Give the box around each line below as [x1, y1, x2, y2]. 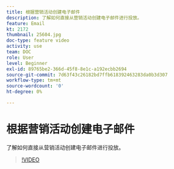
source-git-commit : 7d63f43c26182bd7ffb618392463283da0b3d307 [6, 72, 168, 78]
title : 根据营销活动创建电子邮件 [6, 9, 81, 15]
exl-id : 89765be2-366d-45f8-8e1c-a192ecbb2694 [6, 66, 127, 72]
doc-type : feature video [6, 37, 70, 43]
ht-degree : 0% [6, 89, 43, 95]
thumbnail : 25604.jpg [6, 32, 62, 38]
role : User [6, 54, 34, 61]
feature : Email [6, 20, 45, 26]
